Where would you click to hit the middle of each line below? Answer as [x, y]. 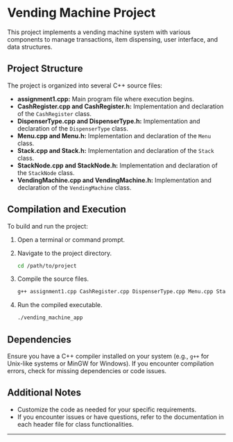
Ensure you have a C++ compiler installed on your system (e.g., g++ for [108, 356]
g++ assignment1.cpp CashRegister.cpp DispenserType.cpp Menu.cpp [115, 292]
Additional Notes [44, 393]
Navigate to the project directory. [64, 253]
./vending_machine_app [50, 318]
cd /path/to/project [47, 265]
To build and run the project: [48, 226]
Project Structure [45, 68]
